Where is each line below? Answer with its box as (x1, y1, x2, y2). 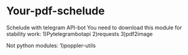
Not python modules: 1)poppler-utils (6, 42, 96, 49)
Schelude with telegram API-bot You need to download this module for (6, 24, 183, 31)
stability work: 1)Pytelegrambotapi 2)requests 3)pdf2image (6, 30, 153, 37)
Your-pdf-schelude (6, 4, 105, 18)
